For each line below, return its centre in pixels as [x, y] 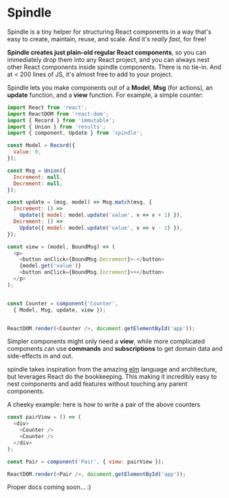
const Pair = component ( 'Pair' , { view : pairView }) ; [86, 462]
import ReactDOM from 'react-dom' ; [58, 114]
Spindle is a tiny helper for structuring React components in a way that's [109, 32]
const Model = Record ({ [41, 146]
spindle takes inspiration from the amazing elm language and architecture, [112, 369]
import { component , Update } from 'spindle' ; [75, 133]
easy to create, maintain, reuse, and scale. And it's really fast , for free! [107, 39]
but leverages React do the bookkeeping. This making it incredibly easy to [112, 377]
